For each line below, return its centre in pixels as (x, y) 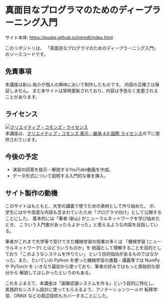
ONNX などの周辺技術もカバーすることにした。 (62, 296)
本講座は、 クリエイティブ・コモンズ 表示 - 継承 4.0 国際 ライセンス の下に (80, 133)
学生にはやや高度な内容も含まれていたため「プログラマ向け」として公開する (83, 212)
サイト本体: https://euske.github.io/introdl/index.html (59, 37)
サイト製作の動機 (31, 193)
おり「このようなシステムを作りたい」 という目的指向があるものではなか (84, 254)
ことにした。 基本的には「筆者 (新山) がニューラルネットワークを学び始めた (83, 219)
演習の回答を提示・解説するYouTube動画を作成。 (63, 169)
